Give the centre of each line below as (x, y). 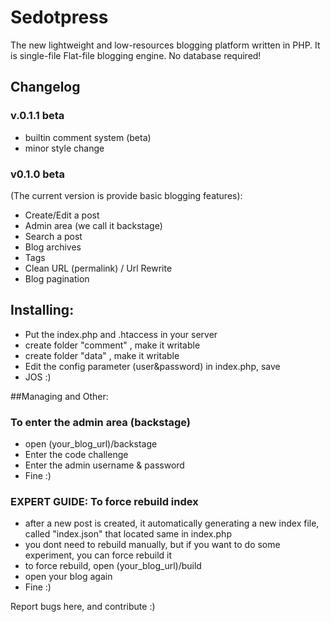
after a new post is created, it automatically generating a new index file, (172, 523)
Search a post (53, 236)
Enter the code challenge (76, 455)
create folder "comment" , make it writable (112, 345)
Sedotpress (59, 17)
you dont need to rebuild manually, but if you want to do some (152, 545)
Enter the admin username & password (104, 465)
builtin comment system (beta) (88, 137)
